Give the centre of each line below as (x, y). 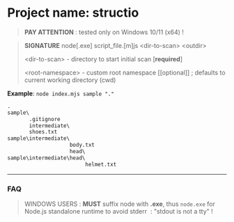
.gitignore (45, 119)
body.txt (82, 145)
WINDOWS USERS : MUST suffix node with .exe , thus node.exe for (120, 204)
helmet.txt (101, 164)
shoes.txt (43, 132)
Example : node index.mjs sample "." (61, 93)
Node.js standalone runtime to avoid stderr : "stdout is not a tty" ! (119, 211)
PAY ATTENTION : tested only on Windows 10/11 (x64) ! (104, 32)
